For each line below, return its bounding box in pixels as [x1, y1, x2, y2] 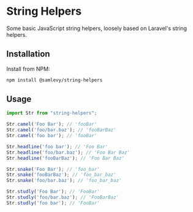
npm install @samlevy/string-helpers [6, 77, 103, 83]
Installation [6, 49, 50, 59]
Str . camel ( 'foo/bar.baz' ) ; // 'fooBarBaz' [6, 127, 116, 133]
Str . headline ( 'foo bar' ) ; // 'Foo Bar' [6, 143, 108, 150]
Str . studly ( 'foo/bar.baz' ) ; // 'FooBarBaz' [6, 194, 119, 200]
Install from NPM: [6, 65, 50, 72]
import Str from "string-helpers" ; [6, 110, 97, 116]
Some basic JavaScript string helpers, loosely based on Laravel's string [6, 25, 187, 32]
